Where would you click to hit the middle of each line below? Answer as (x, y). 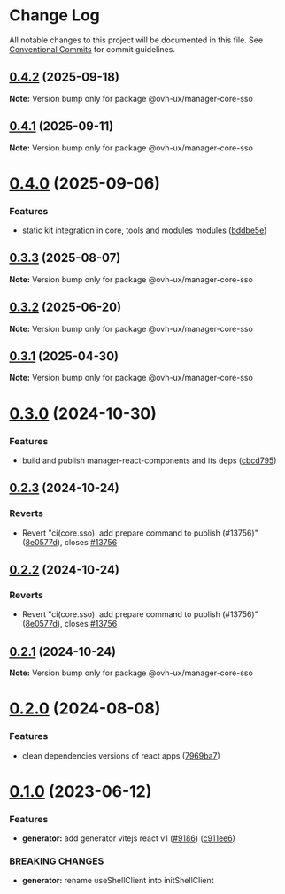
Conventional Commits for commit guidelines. (92, 49)
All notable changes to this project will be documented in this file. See (136, 40)
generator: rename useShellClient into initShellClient (118, 881)
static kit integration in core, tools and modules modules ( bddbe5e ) (144, 230)
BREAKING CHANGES (57, 861)
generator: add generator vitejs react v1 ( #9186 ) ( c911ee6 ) (129, 838)
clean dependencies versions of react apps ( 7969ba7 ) (121, 755)
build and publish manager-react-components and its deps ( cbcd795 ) (149, 460)
